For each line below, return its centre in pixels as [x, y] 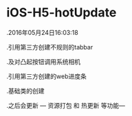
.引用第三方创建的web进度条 [46, 76]
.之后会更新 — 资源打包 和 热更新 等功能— [66, 105]
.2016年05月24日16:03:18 [42, 32]
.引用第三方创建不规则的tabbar [50, 47]
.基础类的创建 [26, 91]
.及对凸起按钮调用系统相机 [44, 61]
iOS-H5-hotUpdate [62, 13]
